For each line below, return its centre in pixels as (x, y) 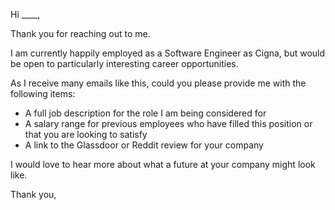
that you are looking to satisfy (86, 134)
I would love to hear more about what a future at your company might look (163, 164)
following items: (43, 93)
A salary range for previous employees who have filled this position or (168, 123)
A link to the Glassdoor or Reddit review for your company (144, 145)
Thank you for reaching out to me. (80, 33)
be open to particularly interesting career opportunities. (124, 63)
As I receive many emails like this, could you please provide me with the (158, 83)
